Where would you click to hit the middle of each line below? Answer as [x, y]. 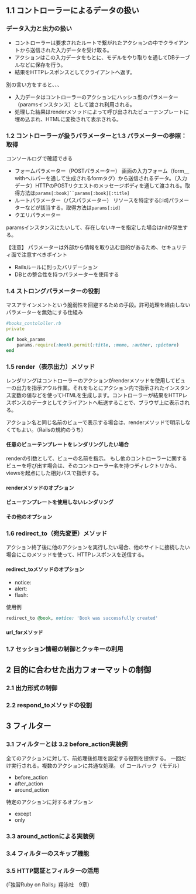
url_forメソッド [25, 632]
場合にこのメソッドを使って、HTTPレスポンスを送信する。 [77, 554]
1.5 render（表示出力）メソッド [51, 367]
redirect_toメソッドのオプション [45, 569]
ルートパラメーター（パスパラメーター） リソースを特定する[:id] [92, 200]
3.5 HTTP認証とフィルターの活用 [53, 871]
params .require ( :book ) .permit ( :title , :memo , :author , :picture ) [98, 345]
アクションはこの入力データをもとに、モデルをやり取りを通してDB [95, 57]
